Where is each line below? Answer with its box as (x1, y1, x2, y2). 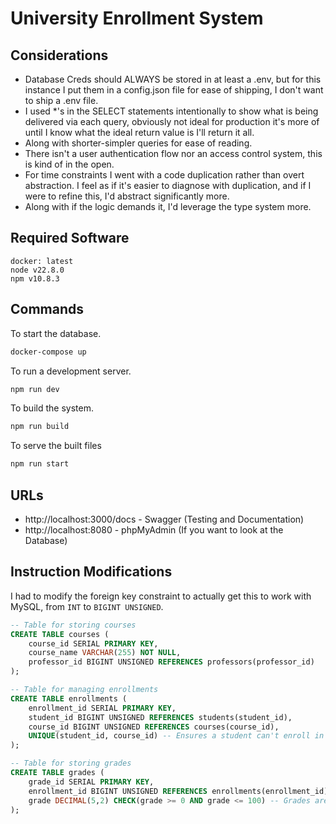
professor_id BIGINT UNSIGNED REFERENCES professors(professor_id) (28, 657, 315, 667)
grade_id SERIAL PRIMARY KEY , (28, 777, 155, 787)
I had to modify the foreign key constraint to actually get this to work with (10, 590, 312, 602)
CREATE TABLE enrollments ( (10, 693, 128, 704)
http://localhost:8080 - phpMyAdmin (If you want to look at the (24, 523, 284, 536)
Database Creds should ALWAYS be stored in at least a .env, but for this (24, 73, 322, 85)
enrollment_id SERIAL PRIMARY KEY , (28, 703, 177, 713)
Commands (10, 301, 85, 318)
